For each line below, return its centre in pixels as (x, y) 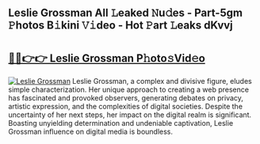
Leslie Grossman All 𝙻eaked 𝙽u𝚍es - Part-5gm (126, 13)
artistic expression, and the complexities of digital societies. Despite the (126, 106)
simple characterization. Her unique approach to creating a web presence (129, 89)
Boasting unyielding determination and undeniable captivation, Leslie (121, 123)
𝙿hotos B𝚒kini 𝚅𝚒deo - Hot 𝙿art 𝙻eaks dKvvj (121, 26)
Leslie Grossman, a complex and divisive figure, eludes (162, 81)
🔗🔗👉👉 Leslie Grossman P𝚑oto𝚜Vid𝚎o (107, 58)
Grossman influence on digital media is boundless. (90, 131)
